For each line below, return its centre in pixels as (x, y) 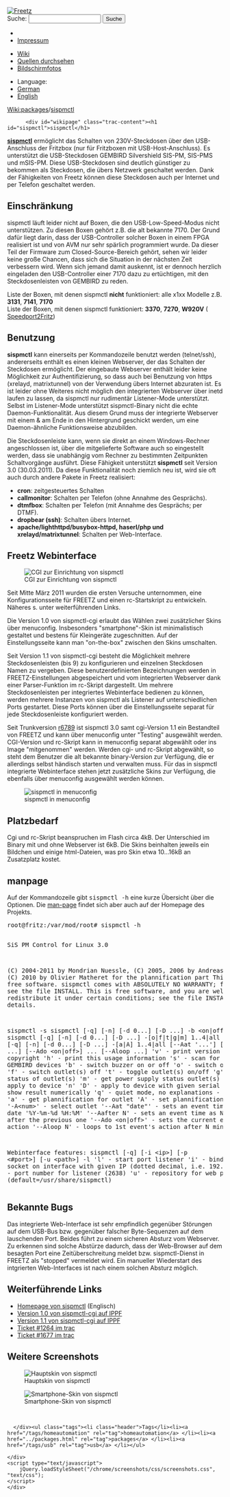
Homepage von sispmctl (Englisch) (66, 1306)
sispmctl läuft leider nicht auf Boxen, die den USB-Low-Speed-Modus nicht (113, 222)
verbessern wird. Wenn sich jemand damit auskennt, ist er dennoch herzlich (114, 266)
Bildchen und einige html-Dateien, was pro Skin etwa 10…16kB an (99, 852)
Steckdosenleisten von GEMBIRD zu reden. (68, 281)
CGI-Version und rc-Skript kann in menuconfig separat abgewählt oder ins (112, 742)
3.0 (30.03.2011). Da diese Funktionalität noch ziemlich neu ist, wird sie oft (112, 470)
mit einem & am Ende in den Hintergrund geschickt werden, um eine (103, 420)
